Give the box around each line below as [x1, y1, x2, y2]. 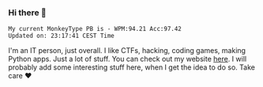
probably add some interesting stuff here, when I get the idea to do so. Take [8, 62, 255, 72]
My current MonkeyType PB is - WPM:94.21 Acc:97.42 [8, 25, 182, 33]
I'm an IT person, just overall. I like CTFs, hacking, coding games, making [8, 46, 246, 55]
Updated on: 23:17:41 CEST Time [8, 32, 115, 40]
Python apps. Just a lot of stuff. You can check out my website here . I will [8, 55, 247, 64]
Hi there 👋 [8, 7, 47, 18]
